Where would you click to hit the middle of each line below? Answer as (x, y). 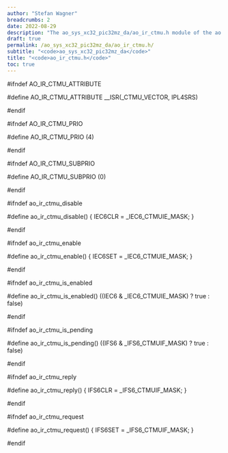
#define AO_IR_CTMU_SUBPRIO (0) (57, 177)
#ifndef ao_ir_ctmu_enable (44, 243)
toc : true (21, 64)
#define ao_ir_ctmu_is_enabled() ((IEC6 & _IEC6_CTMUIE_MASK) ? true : (109, 296)
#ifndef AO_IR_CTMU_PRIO (45, 123)
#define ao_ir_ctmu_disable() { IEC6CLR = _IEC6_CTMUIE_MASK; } (101, 216)
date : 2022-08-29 (32, 26)
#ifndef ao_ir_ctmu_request (45, 416)
